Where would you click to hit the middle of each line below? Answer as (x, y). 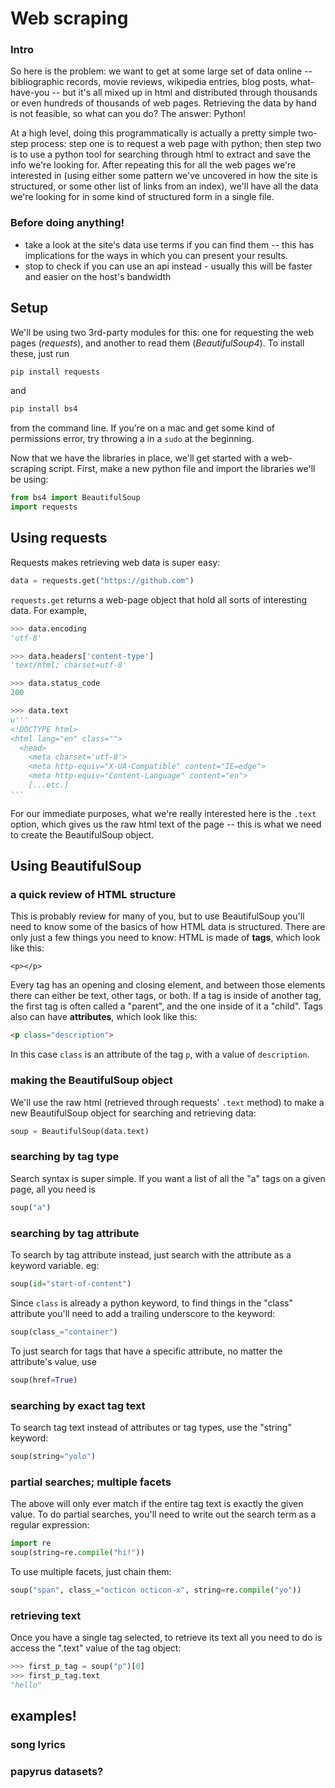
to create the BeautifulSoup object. (82, 834)
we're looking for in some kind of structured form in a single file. (142, 197)
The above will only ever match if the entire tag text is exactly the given (157, 1504)
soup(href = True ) (44, 1380)
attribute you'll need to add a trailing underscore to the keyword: (143, 1313)
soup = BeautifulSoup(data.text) (80, 1131)
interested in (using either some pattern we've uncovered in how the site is (164, 176)
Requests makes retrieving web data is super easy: (115, 562)
